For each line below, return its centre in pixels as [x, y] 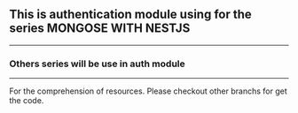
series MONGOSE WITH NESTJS [100, 29]
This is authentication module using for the [131, 15]
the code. [27, 101]
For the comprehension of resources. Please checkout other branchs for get [149, 91]
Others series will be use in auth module [98, 64]
